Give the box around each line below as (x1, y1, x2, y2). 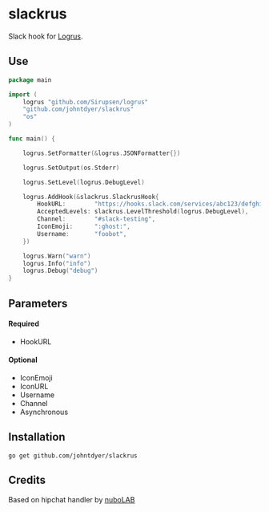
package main (8, 75, 52, 84)
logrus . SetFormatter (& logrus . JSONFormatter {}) (22, 149, 181, 157)
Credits (8, 473, 46, 487)
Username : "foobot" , (37, 230, 127, 238)
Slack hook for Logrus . (8, 31, 83, 41)
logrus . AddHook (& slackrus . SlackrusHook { (22, 193, 159, 201)
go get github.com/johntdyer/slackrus (8, 451, 138, 460)
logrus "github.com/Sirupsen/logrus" (22, 98, 149, 106)
